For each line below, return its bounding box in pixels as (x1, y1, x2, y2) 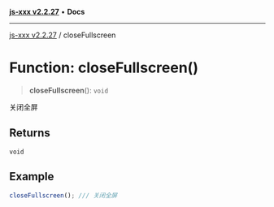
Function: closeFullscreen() (9, 58, 198, 77)
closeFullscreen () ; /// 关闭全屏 (9, 191, 118, 200)
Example (9, 170, 54, 183)
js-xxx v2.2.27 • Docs (9, 7, 85, 16)
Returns (9, 126, 51, 140)
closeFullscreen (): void (28, 85, 109, 95)
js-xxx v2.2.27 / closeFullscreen (9, 30, 116, 40)
